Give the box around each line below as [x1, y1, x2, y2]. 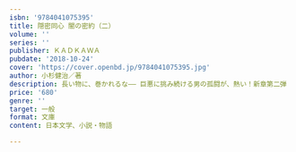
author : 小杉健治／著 [9, 72, 83, 80]
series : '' [9, 38, 50, 47]
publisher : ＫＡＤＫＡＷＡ [9, 46, 101, 55]
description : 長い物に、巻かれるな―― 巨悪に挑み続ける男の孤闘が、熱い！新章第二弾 [9, 80, 287, 89]
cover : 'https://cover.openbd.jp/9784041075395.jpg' [9, 63, 211, 72]
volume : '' [9, 30, 50, 38]
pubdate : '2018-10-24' [9, 55, 94, 63]
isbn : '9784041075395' [9, 13, 94, 22]
